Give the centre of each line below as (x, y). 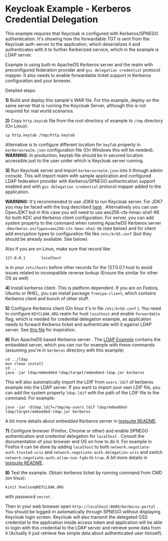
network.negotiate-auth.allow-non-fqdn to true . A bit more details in (76, 457)
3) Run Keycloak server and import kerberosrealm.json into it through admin (84, 170)
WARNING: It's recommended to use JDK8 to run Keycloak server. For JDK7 (84, 201)
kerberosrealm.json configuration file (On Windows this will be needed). (80, 150)
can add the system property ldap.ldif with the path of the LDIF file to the (82, 392)
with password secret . (29, 496)
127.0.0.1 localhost (33, 258)
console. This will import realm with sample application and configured (78, 176)
